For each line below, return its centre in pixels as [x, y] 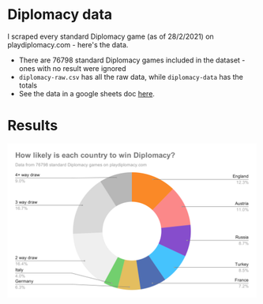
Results [33, 126]
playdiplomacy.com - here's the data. [68, 44]
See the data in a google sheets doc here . [87, 93]
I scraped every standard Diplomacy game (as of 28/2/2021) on [111, 36]
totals [28, 85]
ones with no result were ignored [73, 68]
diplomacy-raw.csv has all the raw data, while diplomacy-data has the [131, 77]
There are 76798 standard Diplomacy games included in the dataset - [132, 60]
